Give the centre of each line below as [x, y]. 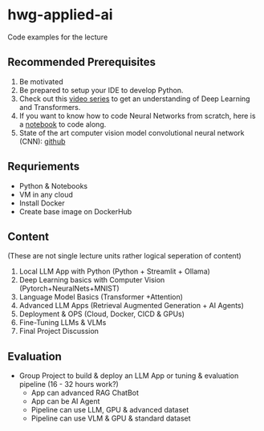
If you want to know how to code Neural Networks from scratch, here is [137, 116]
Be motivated [41, 81]
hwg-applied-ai [60, 15]
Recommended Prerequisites [82, 62]
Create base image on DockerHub [75, 211]
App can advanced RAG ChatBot [85, 393]
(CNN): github [42, 141]
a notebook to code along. [63, 124]
